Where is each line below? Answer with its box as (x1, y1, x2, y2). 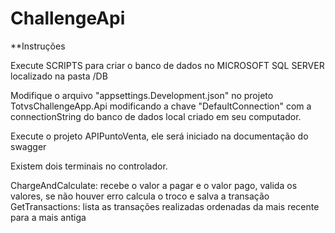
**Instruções (10, 40, 66, 52)
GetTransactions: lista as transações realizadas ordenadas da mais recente (10, 200, 320, 212)
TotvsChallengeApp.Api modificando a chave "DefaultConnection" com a (10, 100, 312, 112)
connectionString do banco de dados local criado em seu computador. (10, 110, 302, 122)
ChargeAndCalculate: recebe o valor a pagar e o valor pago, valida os (10, 179, 298, 191)
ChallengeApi (10, 7, 126, 30)
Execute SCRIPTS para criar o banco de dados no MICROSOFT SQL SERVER (10, 59, 325, 71)
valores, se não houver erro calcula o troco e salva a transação (10, 190, 270, 202)
